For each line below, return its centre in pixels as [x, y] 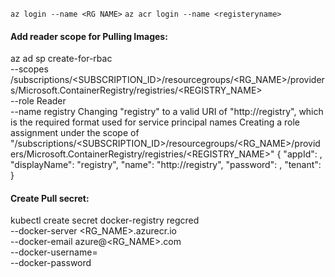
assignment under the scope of [75, 133]
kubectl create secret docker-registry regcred [105, 220]
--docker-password [51, 263]
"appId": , [303, 154]
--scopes [29, 69]
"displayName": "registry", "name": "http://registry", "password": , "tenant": [166, 165]
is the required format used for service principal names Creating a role [155, 122]
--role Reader [38, 101]
